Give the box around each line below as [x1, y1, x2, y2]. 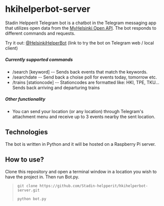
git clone [17, 183, 38, 188]
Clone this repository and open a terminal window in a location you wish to [5, 168, 157, 174]
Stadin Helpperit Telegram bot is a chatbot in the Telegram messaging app [5, 20, 157, 26]
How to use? [5, 156, 44, 164]
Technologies [5, 128, 48, 136]
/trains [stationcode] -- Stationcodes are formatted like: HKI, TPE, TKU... [12, 79, 160, 85]
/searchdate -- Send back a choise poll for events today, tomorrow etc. [12, 74, 157, 80]
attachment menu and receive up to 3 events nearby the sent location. [12, 114, 156, 120]
